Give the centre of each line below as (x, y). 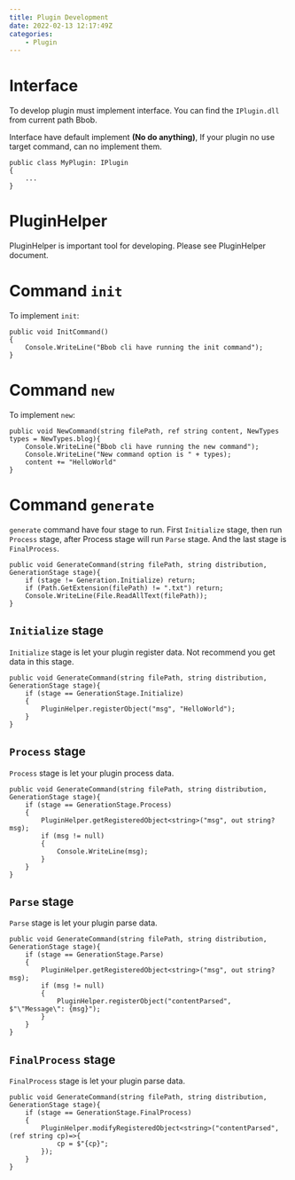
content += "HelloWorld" (71, 462)
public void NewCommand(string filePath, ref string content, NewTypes (144, 431)
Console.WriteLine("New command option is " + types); (128, 454)
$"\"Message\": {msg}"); (55, 1009)
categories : (31, 34)
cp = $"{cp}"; (82, 1144)
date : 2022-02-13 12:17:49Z (61, 26)
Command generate (82, 505)
